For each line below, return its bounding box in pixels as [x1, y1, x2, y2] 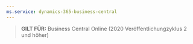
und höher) [21, 31, 49, 39]
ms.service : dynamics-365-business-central [6, 8, 118, 15]
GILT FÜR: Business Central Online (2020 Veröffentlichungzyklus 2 [21, 25, 187, 32]
